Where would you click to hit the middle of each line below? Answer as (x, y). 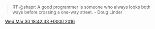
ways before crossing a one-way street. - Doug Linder (67, 12)
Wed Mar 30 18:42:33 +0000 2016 (40, 22)
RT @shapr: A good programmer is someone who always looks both (81, 7)
